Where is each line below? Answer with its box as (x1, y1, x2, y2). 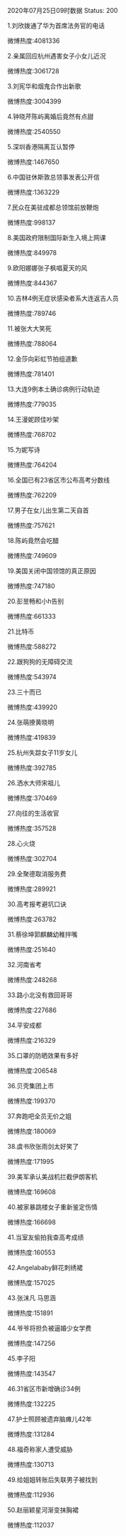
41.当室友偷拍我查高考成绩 (7, 1233, 84, 1242)
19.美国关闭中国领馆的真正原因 (7, 567, 97, 575)
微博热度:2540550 (7, 128, 62, 135)
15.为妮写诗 (7, 445, 40, 454)
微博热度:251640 (7, 945, 57, 954)
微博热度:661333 (7, 612, 57, 620)
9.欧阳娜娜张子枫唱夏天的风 (7, 264, 88, 272)
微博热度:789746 (7, 309, 57, 317)
